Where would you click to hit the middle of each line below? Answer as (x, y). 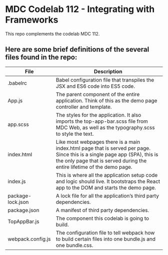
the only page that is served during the (101, 160)
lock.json (18, 202)
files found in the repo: (41, 57)
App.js (15, 100)
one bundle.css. (74, 245)
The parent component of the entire (98, 94)
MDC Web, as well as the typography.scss (105, 127)
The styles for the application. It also (98, 115)
